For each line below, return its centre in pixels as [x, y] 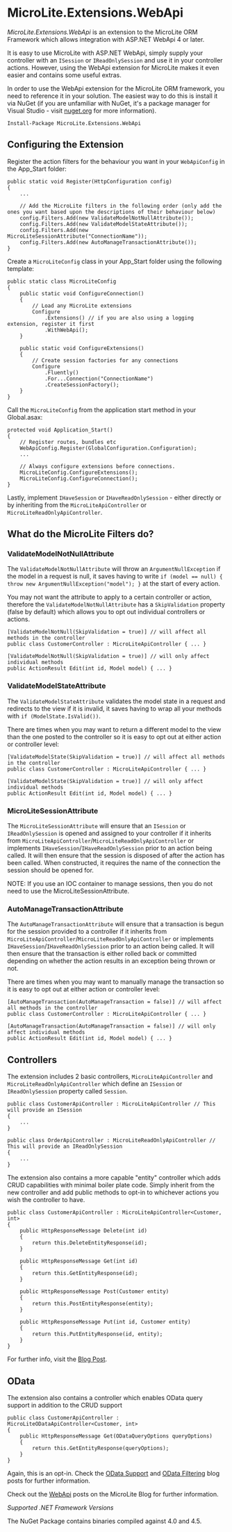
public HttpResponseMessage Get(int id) [79, 1261]
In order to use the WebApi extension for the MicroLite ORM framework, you [116, 88]
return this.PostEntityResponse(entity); [93, 1304]
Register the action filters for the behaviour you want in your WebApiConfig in [116, 161]
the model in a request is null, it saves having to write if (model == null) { [115, 576]
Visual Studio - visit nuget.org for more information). [82, 110]
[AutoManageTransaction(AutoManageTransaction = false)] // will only [111, 1026]
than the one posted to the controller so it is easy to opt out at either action [114, 736]
